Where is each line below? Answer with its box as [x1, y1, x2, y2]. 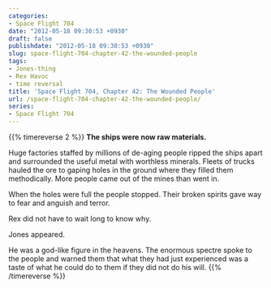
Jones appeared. [8, 230, 66, 239]
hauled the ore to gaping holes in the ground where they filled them [8, 165, 234, 174]
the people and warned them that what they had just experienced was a [8, 254, 249, 264]
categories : [8, 11, 49, 20]
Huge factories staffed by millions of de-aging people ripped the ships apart [8, 148, 263, 157]
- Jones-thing [8, 65, 57, 73]
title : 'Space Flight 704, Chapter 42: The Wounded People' [8, 87, 217, 96]
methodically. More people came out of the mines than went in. [8, 174, 220, 183]
